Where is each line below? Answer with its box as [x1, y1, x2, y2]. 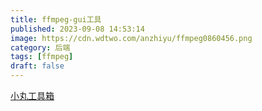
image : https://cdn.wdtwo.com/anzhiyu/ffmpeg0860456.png [10, 33, 253, 43]
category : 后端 [10, 42, 71, 53]
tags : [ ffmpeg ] [10, 52, 74, 62]
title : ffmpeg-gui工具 [10, 14, 102, 25]
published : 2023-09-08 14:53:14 [10, 24, 145, 34]
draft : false [10, 61, 65, 71]
